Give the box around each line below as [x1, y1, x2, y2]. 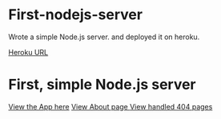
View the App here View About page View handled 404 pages [8, 101, 213, 111]
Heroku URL [8, 47, 49, 57]
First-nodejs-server [8, 6, 143, 24]
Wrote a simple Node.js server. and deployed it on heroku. [8, 32, 200, 42]
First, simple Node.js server [8, 76, 196, 93]
